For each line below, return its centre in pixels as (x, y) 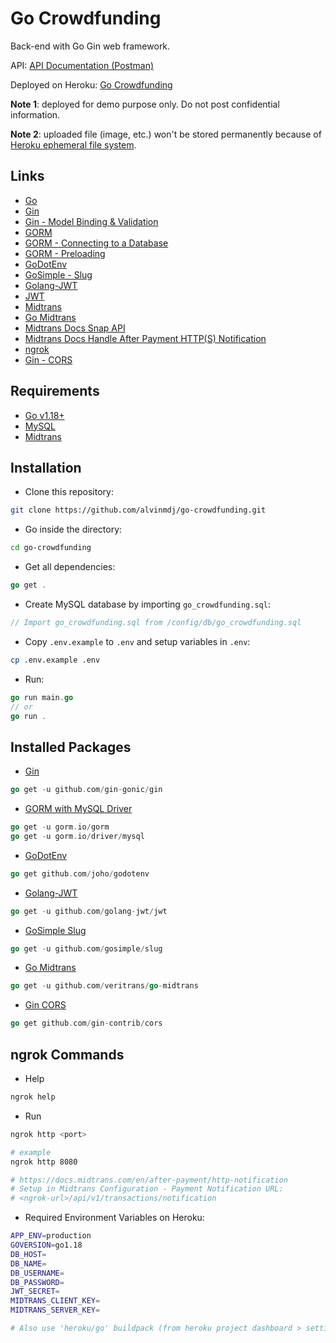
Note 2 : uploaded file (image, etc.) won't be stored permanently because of (166, 134)
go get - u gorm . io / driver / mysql (77, 836)
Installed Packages (71, 747)
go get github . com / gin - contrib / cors (86, 1023)
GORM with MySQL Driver (78, 809)
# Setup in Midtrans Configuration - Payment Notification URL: (147, 1189)
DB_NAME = (28, 1263)
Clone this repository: (69, 492)
